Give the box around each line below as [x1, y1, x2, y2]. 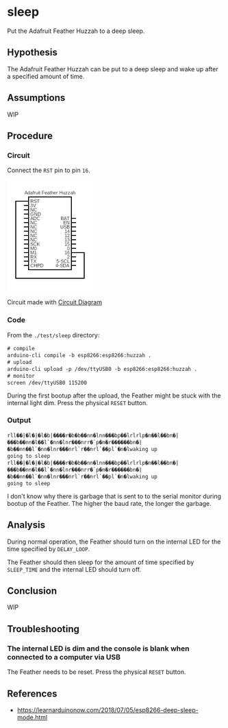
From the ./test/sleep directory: [7, 330, 100, 339]
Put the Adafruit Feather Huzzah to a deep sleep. [7, 27, 145, 35]
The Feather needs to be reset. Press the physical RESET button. [7, 668, 186, 676]
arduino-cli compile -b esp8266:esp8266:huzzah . [7, 352, 152, 359]
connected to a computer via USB [7, 652, 121, 662]
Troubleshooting [7, 623, 80, 635]
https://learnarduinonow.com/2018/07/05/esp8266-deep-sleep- [16, 705, 199, 714]
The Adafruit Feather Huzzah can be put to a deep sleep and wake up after [7, 64, 218, 73]
